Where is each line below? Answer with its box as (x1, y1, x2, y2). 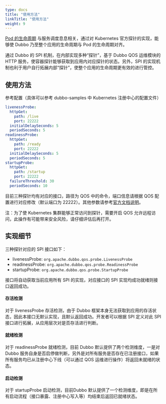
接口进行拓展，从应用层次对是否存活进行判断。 (5, 319, 101, 326)
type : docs (5, 7, 28, 12)
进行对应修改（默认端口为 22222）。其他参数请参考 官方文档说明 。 (9, 199, 144, 205)
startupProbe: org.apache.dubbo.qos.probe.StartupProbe (12, 267, 128, 273)
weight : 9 (5, 21, 26, 26)
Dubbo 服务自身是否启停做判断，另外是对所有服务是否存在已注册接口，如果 (5, 350, 159, 356)
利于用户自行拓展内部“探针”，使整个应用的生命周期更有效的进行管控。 (13, 65, 157, 71)
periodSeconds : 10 (9, 183, 48, 188)
